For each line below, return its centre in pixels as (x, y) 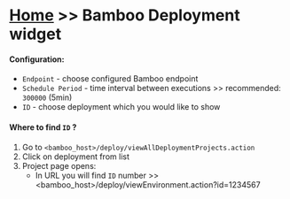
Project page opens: (59, 165)
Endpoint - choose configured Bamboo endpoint (110, 79)
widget (35, 34)
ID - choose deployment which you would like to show (121, 107)
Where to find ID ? (43, 127)
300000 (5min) (47, 97)
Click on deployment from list (76, 157)
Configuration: (37, 59)
